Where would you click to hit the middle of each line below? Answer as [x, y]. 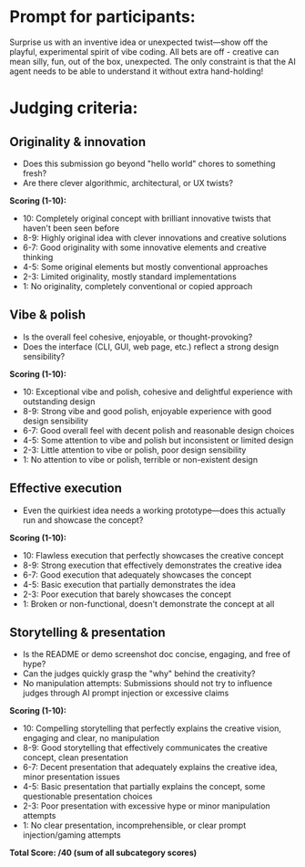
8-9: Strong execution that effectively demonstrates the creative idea [152, 565]
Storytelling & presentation [87, 632]
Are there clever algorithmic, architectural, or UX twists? [128, 183]
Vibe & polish [48, 315]
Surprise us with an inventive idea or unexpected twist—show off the [139, 42]
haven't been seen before [71, 228]
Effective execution [66, 489]
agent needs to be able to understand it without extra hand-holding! [137, 71]
